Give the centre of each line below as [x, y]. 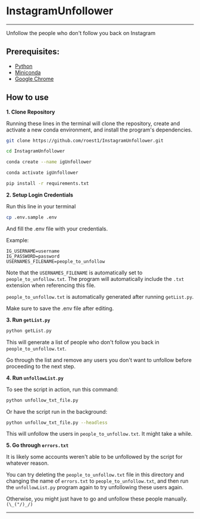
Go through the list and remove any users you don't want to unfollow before [99, 360]
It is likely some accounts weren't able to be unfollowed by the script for [94, 457]
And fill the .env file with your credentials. [57, 229]
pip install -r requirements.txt [48, 184]
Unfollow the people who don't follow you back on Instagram [81, 33]
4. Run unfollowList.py [35, 378]
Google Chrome [34, 79]
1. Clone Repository [31, 112]
